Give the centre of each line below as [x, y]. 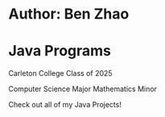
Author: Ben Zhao [69, 14]
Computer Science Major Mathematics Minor [82, 89]
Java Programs [60, 51]
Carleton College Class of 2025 [60, 73]
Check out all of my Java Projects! [65, 105]
